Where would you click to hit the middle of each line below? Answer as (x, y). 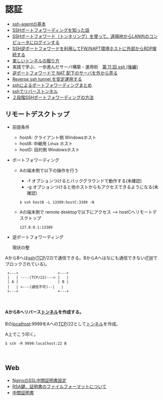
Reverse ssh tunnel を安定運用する (47, 79)
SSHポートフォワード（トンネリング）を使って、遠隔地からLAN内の (81, 36)
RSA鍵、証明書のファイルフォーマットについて (59, 386)
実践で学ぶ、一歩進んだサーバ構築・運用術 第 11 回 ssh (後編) (75, 67)
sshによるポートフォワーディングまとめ (52, 85)
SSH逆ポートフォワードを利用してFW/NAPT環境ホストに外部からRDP (82, 48)
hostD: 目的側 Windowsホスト (49, 150)
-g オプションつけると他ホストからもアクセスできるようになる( (90, 187)
